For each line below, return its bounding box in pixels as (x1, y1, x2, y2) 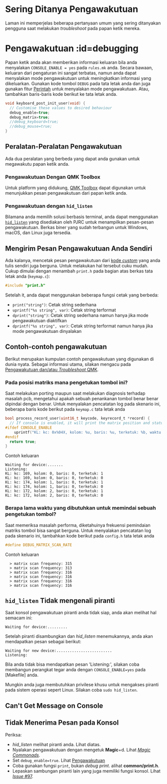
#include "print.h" (5, 283, 46, 288)
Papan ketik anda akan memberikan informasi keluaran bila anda (5, 59, 138, 65)
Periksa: (5, 732, 22, 738)
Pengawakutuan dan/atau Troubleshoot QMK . (5, 366, 99, 372)
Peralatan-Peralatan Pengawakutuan (5, 142, 122, 151)
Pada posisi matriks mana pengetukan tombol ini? (5, 379, 128, 386)
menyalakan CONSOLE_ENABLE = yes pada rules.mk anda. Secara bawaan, (5, 64, 153, 70)
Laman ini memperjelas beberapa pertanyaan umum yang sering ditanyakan (5, 20, 161, 26)
